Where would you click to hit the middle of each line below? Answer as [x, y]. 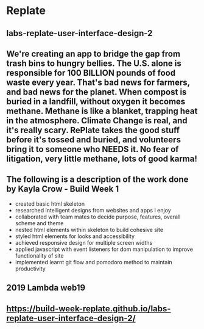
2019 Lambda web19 [46, 288]
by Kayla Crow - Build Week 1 [63, 189]
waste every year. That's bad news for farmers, [98, 82]
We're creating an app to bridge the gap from [93, 53]
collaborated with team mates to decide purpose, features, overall [98, 217]
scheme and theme [39, 223]
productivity [30, 269]
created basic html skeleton [50, 204]
